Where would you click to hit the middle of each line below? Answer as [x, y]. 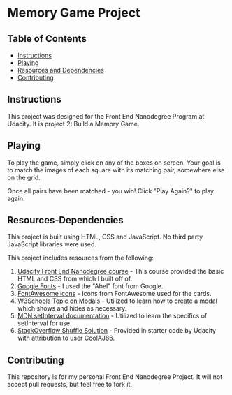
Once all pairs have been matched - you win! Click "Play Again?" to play [111, 191]
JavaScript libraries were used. [52, 244]
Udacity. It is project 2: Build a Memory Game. [73, 124]
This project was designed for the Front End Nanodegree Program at [106, 116]
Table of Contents [47, 39]
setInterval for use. [44, 323]
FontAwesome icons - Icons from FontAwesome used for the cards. [114, 294]
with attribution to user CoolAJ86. [66, 338]
